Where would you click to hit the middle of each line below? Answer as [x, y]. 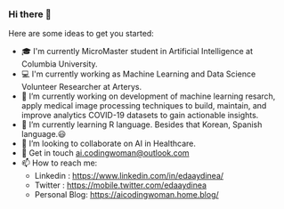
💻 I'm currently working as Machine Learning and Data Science [138, 74]
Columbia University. [60, 64]
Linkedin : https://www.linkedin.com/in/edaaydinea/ [129, 176]
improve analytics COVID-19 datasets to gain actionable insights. [140, 116]
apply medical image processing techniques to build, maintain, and [144, 106]
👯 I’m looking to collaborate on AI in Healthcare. [109, 144]
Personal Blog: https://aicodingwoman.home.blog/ [126, 195]
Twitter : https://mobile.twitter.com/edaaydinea [120, 185]
